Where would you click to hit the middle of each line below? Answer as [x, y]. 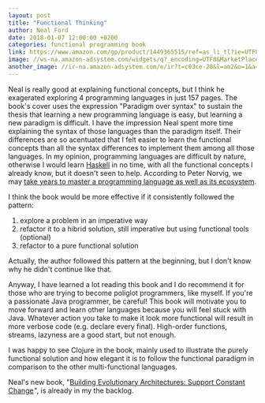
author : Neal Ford [38, 30]
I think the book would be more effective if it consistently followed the [121, 196]
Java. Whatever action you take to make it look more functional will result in [131, 318]
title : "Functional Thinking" [58, 23]
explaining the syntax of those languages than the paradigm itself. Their [125, 131]
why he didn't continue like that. [60, 269]
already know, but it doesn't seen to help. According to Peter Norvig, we [125, 173]
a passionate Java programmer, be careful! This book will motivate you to [127, 301]
